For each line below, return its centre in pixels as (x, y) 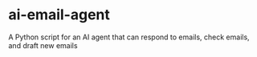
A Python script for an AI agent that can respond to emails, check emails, (129, 37)
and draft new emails (43, 45)
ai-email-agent (59, 15)
